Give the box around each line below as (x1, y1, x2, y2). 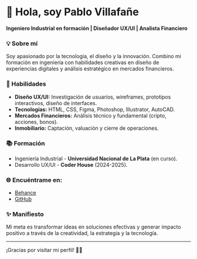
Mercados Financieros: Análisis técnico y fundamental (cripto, (14, 112, 167, 119)
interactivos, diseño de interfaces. (14, 99, 97, 106)
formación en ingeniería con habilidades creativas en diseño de (6, 59, 159, 66)
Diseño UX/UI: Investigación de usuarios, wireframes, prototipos (14, 93, 171, 100)
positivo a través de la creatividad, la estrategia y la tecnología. (6, 230, 158, 237)
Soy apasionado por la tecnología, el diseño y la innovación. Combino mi (6, 53, 182, 60)
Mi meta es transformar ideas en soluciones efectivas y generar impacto (6, 223, 181, 231)
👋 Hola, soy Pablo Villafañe (6, 5, 139, 19)
